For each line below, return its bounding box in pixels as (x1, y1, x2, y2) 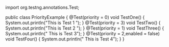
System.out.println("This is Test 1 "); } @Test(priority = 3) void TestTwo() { (5, 20, 161, 26)
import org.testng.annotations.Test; (5, 5, 80, 10)
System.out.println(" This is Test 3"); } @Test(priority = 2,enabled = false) (5, 31, 160, 36)
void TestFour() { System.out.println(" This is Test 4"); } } (5, 36, 125, 42)
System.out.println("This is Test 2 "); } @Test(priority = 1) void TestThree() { (5, 25, 164, 31)
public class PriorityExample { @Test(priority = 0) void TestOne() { (5, 14, 145, 20)
